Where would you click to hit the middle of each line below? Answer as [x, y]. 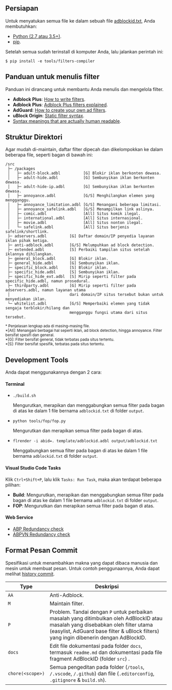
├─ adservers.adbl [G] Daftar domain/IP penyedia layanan [81, 236]
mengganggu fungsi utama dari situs [108, 313]
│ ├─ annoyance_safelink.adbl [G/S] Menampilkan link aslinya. [81, 209]
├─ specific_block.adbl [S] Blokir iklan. [58, 268]
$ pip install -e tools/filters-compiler [50, 61]
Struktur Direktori [34, 137]
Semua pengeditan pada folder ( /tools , [97, 667]
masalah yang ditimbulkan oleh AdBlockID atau [106, 618]
